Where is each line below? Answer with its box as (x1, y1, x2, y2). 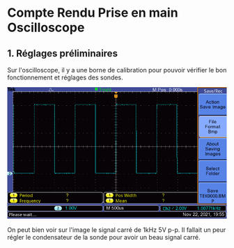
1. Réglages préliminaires (7, 47, 118, 59)
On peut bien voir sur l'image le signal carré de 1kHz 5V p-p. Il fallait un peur (7, 226, 226, 234)
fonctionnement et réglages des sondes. (7, 73, 123, 82)
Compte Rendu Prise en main (7, 5, 179, 21)
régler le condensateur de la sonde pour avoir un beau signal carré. (7, 233, 201, 242)
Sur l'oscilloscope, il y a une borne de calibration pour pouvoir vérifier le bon (7, 66, 227, 74)
